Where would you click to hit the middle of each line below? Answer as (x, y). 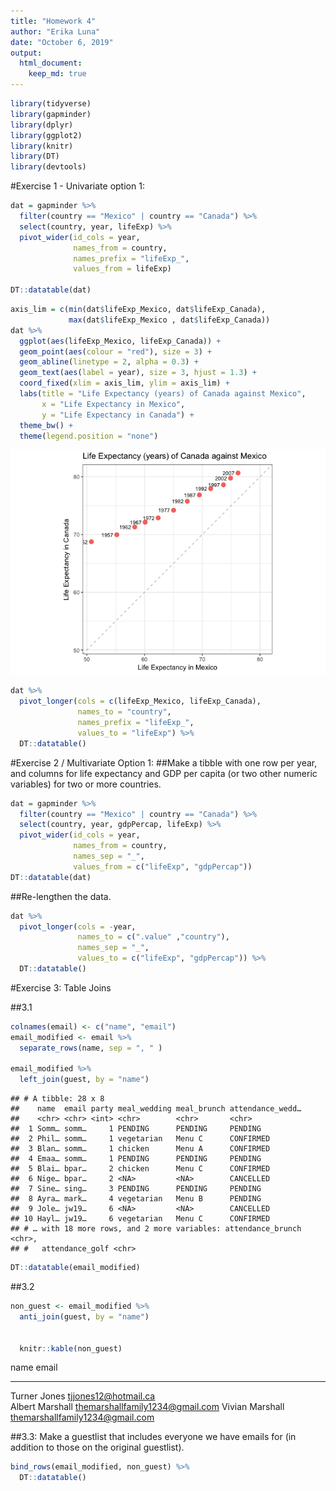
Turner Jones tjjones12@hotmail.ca (83, 1396)
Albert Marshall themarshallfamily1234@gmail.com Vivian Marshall (147, 1407)
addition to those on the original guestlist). (97, 1447)
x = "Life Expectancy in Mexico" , (113, 404)
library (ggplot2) (46, 135)
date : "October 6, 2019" (62, 42)
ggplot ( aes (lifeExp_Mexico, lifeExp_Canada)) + (120, 341)
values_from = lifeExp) (122, 269)
